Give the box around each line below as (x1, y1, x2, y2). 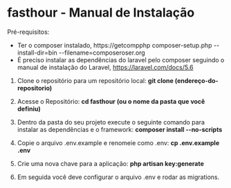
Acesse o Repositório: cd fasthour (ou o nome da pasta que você (17, 97, 205, 105)
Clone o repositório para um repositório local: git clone (17, 76, 174, 84)
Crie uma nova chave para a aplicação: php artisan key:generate (17, 159, 204, 167)
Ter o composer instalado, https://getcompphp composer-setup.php (17, 41, 212, 49)
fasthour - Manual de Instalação (7, 5, 195, 21)
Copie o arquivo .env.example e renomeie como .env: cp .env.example (17, 138, 220, 147)
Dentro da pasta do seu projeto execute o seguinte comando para (17, 117, 205, 126)
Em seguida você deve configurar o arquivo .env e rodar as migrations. (17, 173, 220, 181)
